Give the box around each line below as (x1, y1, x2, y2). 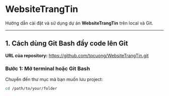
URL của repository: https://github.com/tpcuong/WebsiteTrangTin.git (5, 52, 149, 58)
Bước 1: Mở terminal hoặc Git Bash (5, 65, 91, 72)
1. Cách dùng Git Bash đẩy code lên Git (5, 39, 128, 48)
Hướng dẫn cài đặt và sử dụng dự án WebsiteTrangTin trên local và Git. (5, 20, 153, 26)
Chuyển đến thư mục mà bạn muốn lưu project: (5, 76, 103, 82)
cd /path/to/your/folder (5, 86, 57, 91)
